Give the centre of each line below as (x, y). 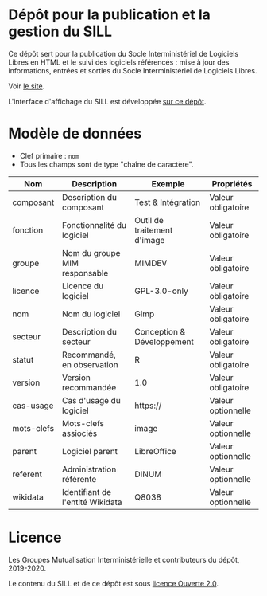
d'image (150, 240)
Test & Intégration (168, 202)
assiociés (80, 433)
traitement (154, 230)
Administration (89, 469)
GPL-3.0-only (161, 291)
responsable (85, 273)
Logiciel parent (90, 451)
